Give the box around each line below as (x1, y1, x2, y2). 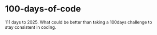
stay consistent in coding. (5, 24, 57, 30)
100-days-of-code (5, 3, 81, 14)
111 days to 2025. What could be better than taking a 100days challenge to (5, 19, 152, 25)
